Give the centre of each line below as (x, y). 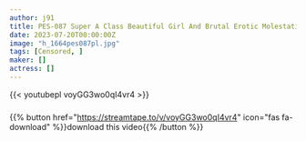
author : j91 (32, 18)
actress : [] (32, 69)
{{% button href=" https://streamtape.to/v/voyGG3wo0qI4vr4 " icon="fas (145, 117)
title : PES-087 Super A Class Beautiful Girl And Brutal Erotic (134, 26)
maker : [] (28, 60)
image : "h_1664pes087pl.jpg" (65, 43)
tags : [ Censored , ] (46, 52)
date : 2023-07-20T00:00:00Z (63, 35)
